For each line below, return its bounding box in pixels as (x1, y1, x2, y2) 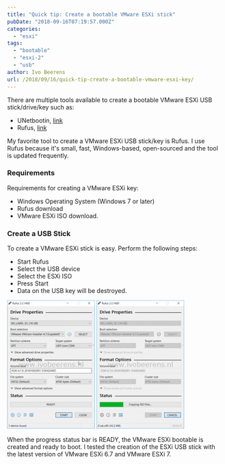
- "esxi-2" (13, 55, 44, 62)
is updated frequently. (7, 151, 70, 159)
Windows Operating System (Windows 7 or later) (16, 197, 155, 205)
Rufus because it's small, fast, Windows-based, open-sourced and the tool (7, 144, 219, 152)
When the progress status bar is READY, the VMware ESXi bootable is (7, 435, 204, 444)
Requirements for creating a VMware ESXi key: (7, 183, 139, 192)
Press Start (16, 279, 49, 287)
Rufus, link (16, 123, 47, 131)
